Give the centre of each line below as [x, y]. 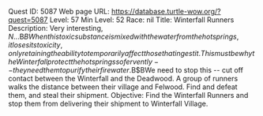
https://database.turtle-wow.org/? [166, 11]
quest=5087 [28, 20]
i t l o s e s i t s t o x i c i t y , [36, 45]
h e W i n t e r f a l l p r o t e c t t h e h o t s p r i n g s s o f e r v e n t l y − [84, 62]
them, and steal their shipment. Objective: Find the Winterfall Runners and [128, 95]
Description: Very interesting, [56, 28]
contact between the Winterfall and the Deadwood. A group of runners [123, 79]
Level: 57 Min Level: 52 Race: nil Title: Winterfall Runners [142, 20]
